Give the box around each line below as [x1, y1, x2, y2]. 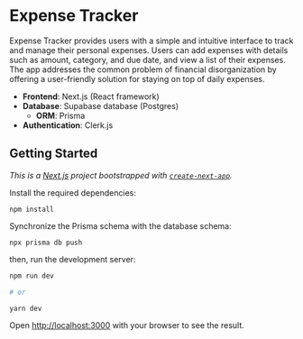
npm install [9, 205, 54, 214]
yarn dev [9, 304, 42, 313]
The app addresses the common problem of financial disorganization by [9, 64, 277, 75]
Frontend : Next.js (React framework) [22, 91, 160, 102]
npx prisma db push [9, 238, 83, 247]
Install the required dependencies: [9, 187, 137, 198]
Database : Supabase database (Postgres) [22, 100, 179, 111]
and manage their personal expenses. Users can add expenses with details [9, 44, 289, 55]
